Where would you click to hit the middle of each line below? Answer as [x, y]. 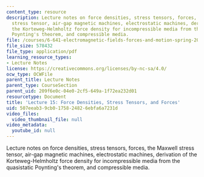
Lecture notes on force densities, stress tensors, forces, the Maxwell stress [100, 148]
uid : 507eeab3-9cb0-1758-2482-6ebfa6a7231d [62, 108]
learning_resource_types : [39, 57]
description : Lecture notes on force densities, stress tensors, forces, [102, 18]
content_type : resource [36, 12]
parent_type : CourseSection [42, 86]
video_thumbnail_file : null [47, 119]
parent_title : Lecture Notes [43, 80]
